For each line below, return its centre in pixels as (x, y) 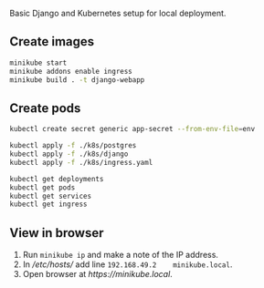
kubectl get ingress (49, 204)
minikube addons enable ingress (71, 71)
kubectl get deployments (57, 179)
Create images (52, 41)
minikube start (38, 63)
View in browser (57, 233)
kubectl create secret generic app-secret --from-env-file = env (132, 129)
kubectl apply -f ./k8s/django (69, 154)
